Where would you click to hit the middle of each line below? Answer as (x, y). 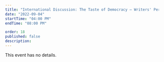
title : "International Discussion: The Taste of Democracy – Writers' (78, 10)
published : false (23, 37)
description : (18, 41)
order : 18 (15, 32)
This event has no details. (31, 55)
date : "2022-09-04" (25, 14)
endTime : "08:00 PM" (26, 23)
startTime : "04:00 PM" (28, 19)
